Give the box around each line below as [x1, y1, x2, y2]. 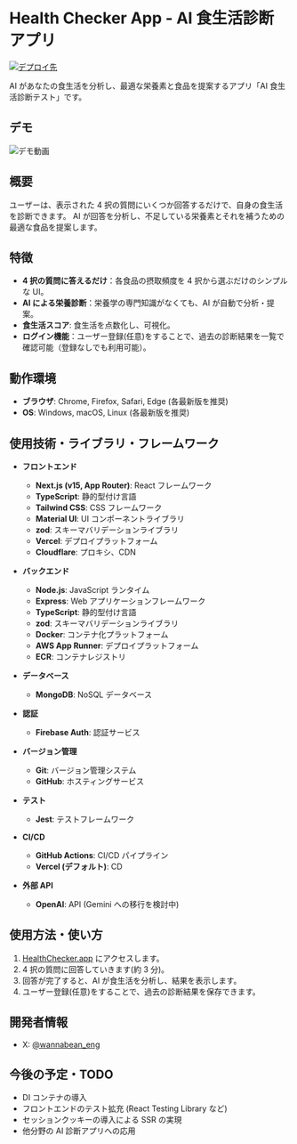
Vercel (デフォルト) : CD [35, 861, 123, 872]
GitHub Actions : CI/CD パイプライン [35, 850, 169, 860]
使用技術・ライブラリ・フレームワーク [9, 435, 220, 450]
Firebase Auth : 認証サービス [35, 727, 140, 737]
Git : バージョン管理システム [35, 765, 137, 775]
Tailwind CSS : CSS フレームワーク [35, 502, 163, 513]
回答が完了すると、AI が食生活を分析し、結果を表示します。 [21, 975, 242, 986]
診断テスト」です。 [16, 91, 87, 102]
